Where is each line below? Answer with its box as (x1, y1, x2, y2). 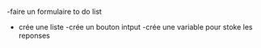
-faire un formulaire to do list (6, 7, 102, 16)
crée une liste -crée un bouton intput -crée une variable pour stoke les (18, 22, 253, 31)
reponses (18, 31, 51, 40)
